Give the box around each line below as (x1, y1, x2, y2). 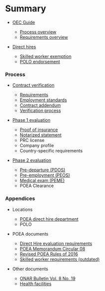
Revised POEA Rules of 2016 (19, 251, 78, 257)
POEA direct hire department (19, 216, 79, 222)
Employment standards (19, 97, 67, 103)
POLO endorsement (19, 58, 60, 64)
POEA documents (12, 231, 49, 237)
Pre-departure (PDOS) (19, 167, 65, 173)
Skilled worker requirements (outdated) (19, 256, 100, 262)
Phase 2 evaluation (12, 157, 52, 163)
